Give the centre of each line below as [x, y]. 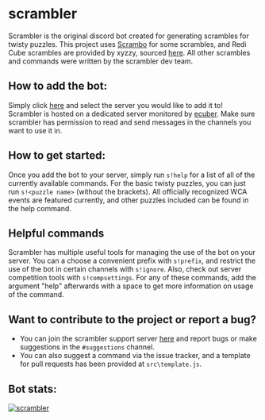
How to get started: [57, 156]
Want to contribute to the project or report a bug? [132, 320]
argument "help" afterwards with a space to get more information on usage [131, 286]
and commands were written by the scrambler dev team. [101, 61]
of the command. [36, 295]
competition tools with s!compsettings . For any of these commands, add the [132, 278]
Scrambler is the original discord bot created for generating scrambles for [129, 36]
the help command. [40, 208]
